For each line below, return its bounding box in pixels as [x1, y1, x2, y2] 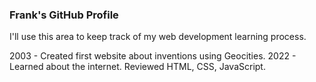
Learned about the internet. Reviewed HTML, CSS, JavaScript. [9, 61, 266, 73]
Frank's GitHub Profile [9, 8, 119, 22]
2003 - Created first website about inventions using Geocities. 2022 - [9, 50, 297, 62]
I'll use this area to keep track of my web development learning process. [9, 31, 307, 43]
